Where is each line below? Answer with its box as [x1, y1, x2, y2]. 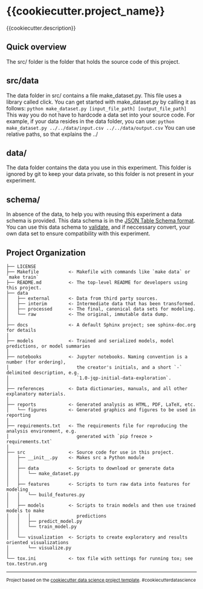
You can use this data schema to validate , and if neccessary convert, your [6, 223, 191, 231]
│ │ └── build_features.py [6, 492, 85, 498]
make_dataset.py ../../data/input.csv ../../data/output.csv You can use [6, 124, 196, 131]
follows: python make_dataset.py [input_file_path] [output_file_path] [6, 104, 187, 112]
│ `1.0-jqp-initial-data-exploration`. [6, 375, 172, 381]
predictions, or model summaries [6, 343, 91, 349]
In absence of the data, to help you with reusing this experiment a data [6, 210, 182, 218]
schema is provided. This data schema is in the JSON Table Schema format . [6, 217, 195, 224]
